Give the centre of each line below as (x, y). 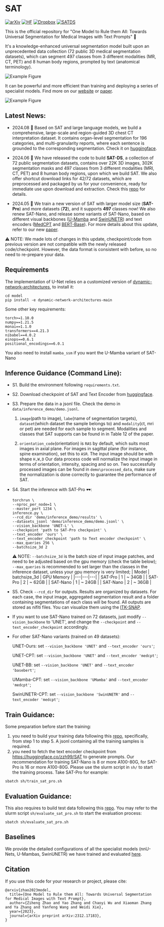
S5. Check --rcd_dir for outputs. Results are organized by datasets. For (84, 592)
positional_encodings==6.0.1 (35, 344)
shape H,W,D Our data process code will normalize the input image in (88, 459)
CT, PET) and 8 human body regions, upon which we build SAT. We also (84, 173)
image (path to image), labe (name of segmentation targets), (78, 418)
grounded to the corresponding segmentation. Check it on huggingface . (84, 148)
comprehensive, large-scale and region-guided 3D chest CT (73, 133)
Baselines (20, 837)
